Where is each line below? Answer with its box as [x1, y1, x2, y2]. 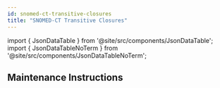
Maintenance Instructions [7, 71, 123, 83]
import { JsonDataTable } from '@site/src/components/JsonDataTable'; [7, 36, 214, 44]
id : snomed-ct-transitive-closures [7, 10, 112, 18]
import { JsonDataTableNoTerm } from [7, 44, 118, 52]
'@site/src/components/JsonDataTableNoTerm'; [7, 51, 147, 60]
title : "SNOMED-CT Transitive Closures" [7, 17, 128, 24]
